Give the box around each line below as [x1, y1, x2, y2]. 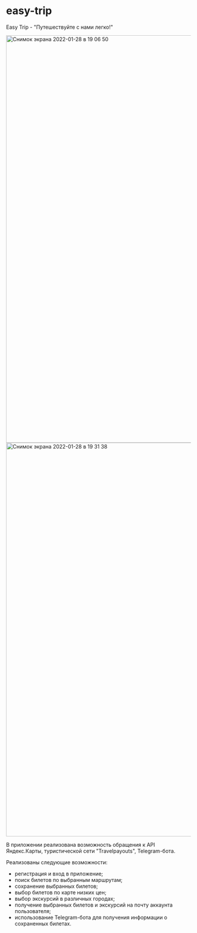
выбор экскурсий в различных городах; [14, 895, 116, 902]
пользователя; [14, 907, 51, 914]
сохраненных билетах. [14, 920, 72, 927]
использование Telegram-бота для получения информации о [14, 914, 168, 921]
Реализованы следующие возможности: [6, 858, 108, 865]
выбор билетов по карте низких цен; [14, 888, 107, 896]
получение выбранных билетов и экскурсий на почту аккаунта [14, 901, 173, 908]
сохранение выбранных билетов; [14, 883, 98, 890]
